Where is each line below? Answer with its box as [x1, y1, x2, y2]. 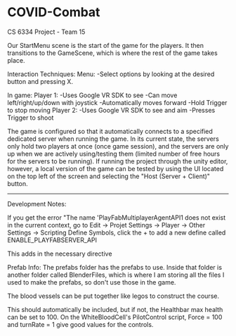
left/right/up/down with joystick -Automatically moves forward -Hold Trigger [7, 98, 228, 106]
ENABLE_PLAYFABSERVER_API [7, 235, 97, 244]
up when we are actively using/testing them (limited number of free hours [7, 149, 221, 158]
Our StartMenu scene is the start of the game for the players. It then [7, 41, 204, 49]
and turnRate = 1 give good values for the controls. [7, 320, 154, 328]
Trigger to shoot [7, 113, 54, 122]
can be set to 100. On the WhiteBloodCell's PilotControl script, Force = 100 [7, 313, 223, 321]
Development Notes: [7, 199, 67, 208]
